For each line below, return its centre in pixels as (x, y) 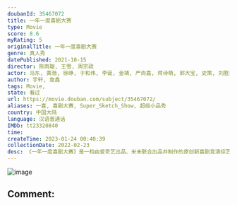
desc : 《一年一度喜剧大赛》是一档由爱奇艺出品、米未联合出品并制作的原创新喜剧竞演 (114, 152)
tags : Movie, (26, 86)
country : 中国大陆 (32, 112)
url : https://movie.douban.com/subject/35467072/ (82, 100)
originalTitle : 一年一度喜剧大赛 (52, 47)
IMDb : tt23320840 (33, 125)
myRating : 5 (25, 40)
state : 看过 (24, 93)
